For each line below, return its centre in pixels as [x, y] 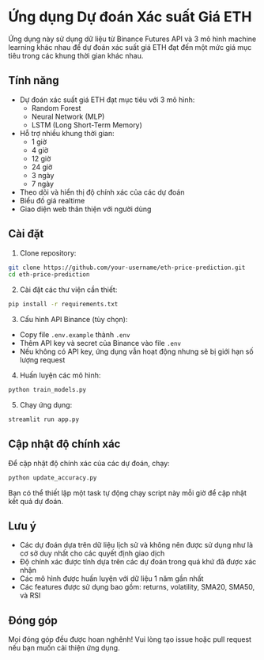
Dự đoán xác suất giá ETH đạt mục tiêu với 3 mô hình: [107, 100]
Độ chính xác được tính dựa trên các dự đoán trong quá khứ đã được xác [138, 562]
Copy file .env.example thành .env [75, 335]
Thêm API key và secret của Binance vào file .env [100, 343]
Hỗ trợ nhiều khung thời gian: [67, 133]
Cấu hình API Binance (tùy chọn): [74, 320]
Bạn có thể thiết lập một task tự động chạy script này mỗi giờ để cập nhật [128, 493]
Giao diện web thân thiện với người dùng [85, 209]
